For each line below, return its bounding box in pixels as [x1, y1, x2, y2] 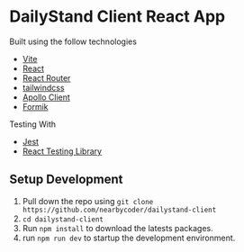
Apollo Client [22, 92, 70, 103]
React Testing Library [22, 146, 102, 157]
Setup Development [9, 172, 123, 187]
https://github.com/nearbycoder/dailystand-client [22, 205, 217, 214]
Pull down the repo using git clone [22, 195, 154, 206]
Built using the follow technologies [9, 36, 138, 47]
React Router [22, 72, 71, 83]
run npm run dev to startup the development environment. [22, 232, 236, 243]
